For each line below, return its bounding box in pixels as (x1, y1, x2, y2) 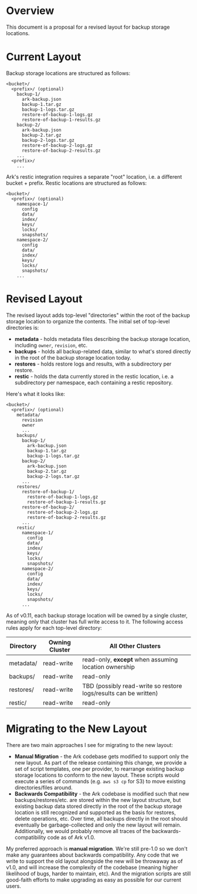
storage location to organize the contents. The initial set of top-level (6, 318, 170, 325)
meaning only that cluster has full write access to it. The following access (6, 618, 184, 625)
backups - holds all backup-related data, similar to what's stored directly (14, 347, 191, 355)
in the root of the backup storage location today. (14, 354, 131, 361)
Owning (48, 638, 72, 646)
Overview (6, 4, 55, 18)
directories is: (6, 324, 39, 331)
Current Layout (6, 50, 81, 64)
